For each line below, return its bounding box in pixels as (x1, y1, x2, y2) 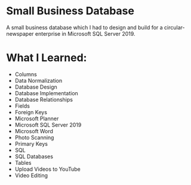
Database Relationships (14, 96, 73, 103)
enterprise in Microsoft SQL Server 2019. (35, 30, 135, 37)
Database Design (14, 83, 58, 90)
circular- (164, 24, 185, 31)
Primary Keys (14, 140, 48, 147)
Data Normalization (14, 77, 63, 84)
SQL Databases (14, 153, 54, 160)
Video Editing (14, 171, 48, 179)
